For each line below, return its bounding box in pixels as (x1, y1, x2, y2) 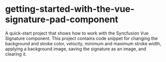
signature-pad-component (5, 14, 118, 25)
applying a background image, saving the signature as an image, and (5, 46, 147, 52)
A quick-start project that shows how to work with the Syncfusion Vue (5, 30, 149, 36)
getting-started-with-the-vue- (5, 3, 135, 15)
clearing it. (5, 51, 27, 57)
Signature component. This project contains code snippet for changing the (5, 35, 158, 41)
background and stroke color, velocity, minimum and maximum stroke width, (5, 40, 162, 46)
